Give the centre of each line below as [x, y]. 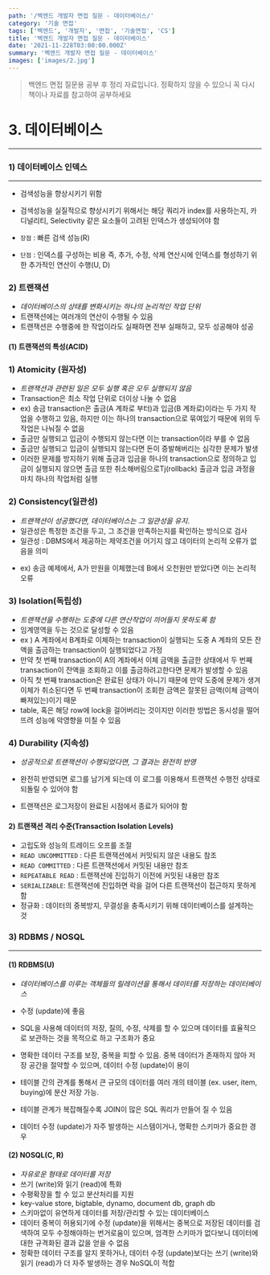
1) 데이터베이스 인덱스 [48, 167]
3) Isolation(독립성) [45, 601]
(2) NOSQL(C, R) [36, 1155]
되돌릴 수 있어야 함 [49, 789]
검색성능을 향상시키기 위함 [61, 194]
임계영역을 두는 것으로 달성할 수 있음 [77, 629]
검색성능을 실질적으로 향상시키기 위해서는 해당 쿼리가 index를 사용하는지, [134, 210]
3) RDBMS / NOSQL [47, 937]
